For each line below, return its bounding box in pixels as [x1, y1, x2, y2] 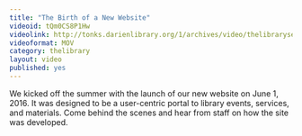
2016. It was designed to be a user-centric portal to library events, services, [9, 97, 289, 108]
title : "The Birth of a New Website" [9, 13, 151, 23]
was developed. [9, 116, 68, 127]
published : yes [9, 64, 67, 73]
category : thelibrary [9, 47, 91, 56]
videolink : [9, 30, 50, 39]
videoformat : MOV [9, 38, 75, 48]
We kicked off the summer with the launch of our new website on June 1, [9, 87, 279, 99]
